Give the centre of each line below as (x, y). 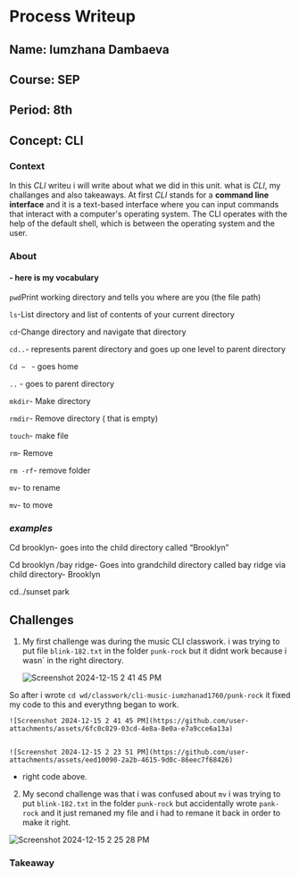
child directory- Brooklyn (55, 575)
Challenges (42, 620)
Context (27, 165)
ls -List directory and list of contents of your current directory (122, 315)
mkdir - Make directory (50, 401)
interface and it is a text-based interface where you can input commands (144, 205)
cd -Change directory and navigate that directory (98, 332)
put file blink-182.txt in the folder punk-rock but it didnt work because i (154, 651)
